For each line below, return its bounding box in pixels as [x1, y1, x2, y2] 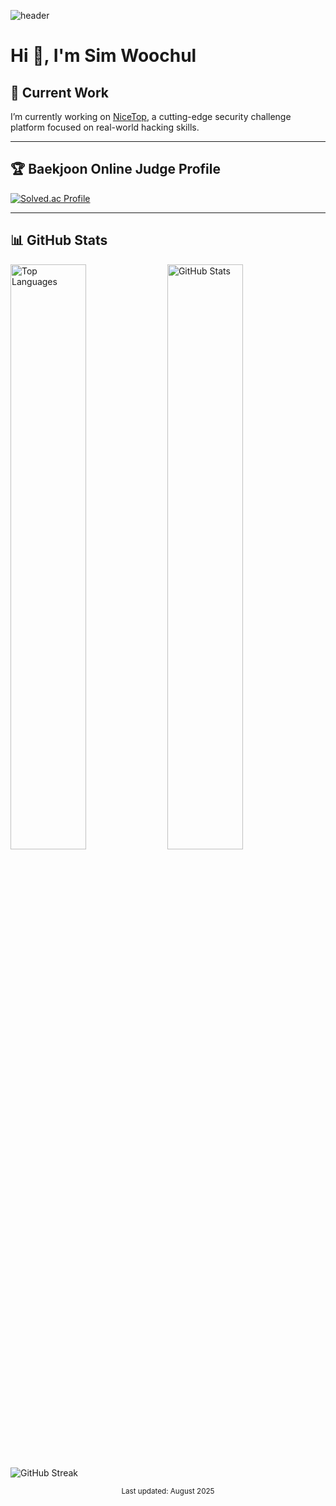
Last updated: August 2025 [121, 1486, 215, 1496]
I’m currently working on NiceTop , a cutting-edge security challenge [10, 111, 292, 122]
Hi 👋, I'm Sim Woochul [10, 45, 197, 67]
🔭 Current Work [10, 84, 110, 101]
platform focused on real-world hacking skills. [10, 121, 200, 133]
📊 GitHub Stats [10, 232, 108, 249]
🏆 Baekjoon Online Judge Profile [10, 161, 221, 178]
